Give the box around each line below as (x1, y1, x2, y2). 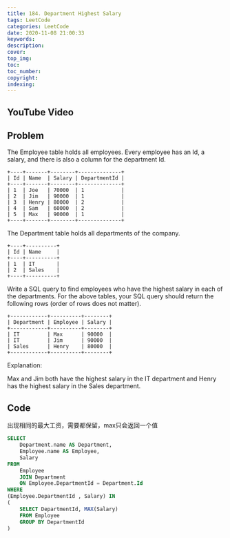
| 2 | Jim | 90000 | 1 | (7, 193, 125, 200)
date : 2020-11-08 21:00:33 (7, 29, 85, 37)
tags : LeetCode (7, 17, 51, 23)
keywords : (7, 36, 36, 43)
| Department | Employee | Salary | (7, 319, 112, 326)
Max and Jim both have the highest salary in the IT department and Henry (7, 374, 217, 383)
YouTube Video (7, 106, 74, 118)
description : (7, 42, 45, 49)
